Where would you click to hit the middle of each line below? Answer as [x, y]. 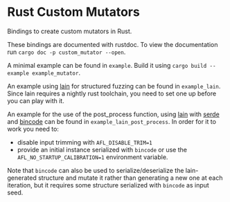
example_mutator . [56, 73]
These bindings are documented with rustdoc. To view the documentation [113, 44]
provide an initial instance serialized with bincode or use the [102, 149]
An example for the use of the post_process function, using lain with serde [113, 114]
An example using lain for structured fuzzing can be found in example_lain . [114, 86]
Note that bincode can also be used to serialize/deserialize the [96, 170]
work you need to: [33, 129]
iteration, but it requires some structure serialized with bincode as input [108, 185]
